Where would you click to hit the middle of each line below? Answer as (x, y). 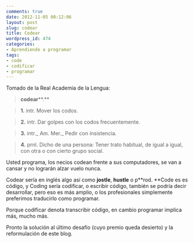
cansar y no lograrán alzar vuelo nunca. (54, 169)
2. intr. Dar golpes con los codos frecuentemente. (80, 122)
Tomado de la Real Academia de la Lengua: (58, 88)
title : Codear (23, 33)
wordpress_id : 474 (28, 39)
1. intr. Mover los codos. (49, 111)
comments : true (25, 11)
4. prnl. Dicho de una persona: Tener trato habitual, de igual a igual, (101, 145)
